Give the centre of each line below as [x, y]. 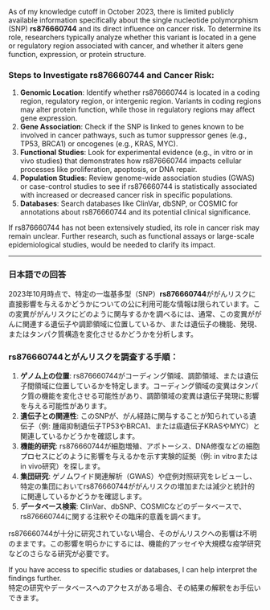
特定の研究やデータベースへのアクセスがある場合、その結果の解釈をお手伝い [135, 587]
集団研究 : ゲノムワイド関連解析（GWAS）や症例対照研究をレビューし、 [138, 476]
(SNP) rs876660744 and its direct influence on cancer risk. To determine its [135, 29]
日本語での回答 [37, 275]
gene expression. [49, 118]
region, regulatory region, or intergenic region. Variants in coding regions [141, 101]
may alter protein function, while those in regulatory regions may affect [137, 110]
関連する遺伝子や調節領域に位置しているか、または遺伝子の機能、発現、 [142, 324]
